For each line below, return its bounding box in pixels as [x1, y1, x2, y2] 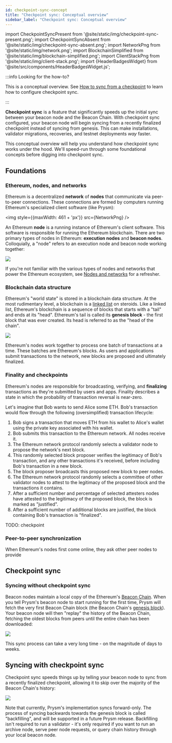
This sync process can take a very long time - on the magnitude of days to [5, 640, 162, 647]
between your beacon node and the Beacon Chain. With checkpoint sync [5, 114, 160, 121]
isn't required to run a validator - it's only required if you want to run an [5, 721, 155, 727]
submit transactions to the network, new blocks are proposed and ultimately [5, 353, 166, 359]
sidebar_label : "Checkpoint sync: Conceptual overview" [5, 17, 127, 22]
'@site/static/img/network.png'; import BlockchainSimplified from [5, 47, 144, 54]
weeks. [5, 646, 20, 652]
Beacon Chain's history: [5, 685, 56, 691]
